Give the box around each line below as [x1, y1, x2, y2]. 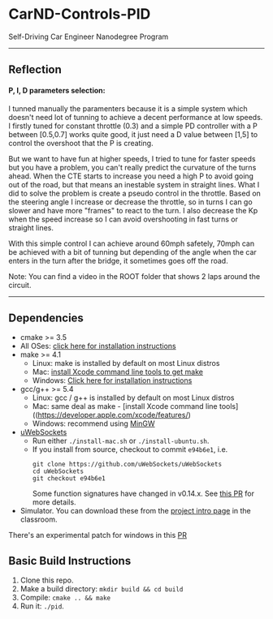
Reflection [8, 62, 63, 77]
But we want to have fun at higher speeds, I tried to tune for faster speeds [8, 153, 256, 163]
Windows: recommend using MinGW [32, 419, 156, 428]
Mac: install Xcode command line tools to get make [32, 367, 203, 377]
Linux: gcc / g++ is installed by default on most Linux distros [32, 393, 235, 402]
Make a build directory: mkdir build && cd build [19, 584, 184, 594]
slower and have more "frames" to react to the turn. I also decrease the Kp [8, 205, 258, 215]
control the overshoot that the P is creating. [8, 138, 154, 148]
